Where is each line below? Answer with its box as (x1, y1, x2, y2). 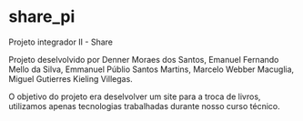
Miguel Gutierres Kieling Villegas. (8, 73, 133, 84)
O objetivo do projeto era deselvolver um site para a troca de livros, (8, 91, 261, 102)
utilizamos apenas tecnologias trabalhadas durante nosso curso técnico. (8, 100, 280, 111)
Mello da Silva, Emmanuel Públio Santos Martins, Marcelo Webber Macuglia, (8, 64, 295, 75)
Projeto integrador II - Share (8, 36, 114, 47)
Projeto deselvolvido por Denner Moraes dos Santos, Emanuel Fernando (8, 54, 279, 65)
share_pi (8, 6, 76, 27)
